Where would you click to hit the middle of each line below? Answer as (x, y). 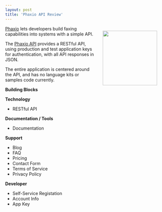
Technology (18, 99)
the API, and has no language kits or (42, 74)
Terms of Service (30, 169)
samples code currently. (30, 80)
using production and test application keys (49, 49)
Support (14, 138)
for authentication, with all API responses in (50, 54)
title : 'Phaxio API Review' (34, 14)
